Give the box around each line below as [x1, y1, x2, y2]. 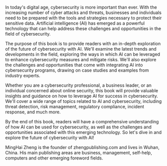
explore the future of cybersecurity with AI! [5, 135, 94, 140]
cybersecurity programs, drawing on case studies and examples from [5, 67, 149, 73]
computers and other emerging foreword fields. [5, 155, 103, 161]
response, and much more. [5, 109, 61, 115]
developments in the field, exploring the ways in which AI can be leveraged [5, 51, 160, 57]
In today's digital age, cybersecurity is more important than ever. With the [5, 5, 157, 10]
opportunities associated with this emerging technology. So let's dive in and [5, 129, 162, 135]
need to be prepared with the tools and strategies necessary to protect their [5, 15, 162, 21]
